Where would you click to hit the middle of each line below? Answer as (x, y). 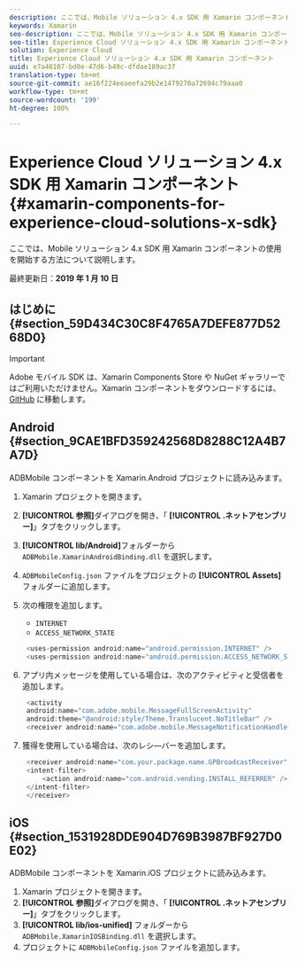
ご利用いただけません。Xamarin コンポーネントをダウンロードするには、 (148, 388)
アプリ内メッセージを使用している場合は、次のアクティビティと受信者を (153, 675)
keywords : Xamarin (43, 26)
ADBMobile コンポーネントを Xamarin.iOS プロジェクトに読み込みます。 (140, 873)
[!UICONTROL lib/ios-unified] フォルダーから (105, 925)
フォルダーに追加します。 (68, 586)
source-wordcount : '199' (55, 100)
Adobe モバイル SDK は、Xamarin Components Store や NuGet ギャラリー (144, 377)
